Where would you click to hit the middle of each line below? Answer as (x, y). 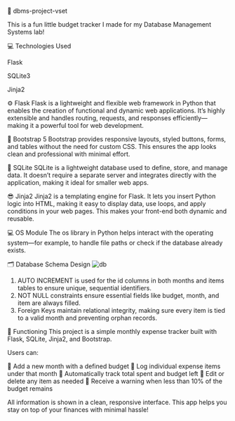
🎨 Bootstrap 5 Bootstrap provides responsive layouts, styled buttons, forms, (117, 139)
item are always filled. (49, 303)
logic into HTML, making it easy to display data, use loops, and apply (107, 203)
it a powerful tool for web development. (87, 125)
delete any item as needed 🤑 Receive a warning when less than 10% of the (115, 381)
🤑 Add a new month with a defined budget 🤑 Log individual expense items (114, 366)
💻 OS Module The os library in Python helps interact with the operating (110, 233)
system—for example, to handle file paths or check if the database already (115, 243)
